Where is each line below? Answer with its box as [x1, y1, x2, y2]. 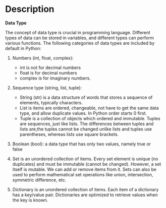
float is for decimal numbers [19, 69, 77, 75]
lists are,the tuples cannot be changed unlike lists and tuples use [19, 126, 152, 132]
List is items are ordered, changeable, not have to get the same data [19, 105, 159, 111]
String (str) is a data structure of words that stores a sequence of [19, 94, 153, 100]
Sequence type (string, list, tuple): [12, 84, 82, 90]
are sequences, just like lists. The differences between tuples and [19, 121, 154, 127]
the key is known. [12, 197, 49, 203]
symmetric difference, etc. [12, 177, 66, 183]
